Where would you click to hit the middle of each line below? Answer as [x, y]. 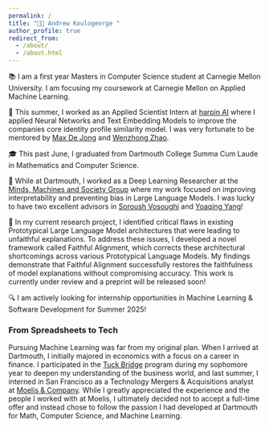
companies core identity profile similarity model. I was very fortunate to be [131, 129]
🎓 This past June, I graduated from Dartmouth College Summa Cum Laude [133, 154]
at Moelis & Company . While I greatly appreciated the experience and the [129, 390]
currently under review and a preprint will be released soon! [107, 281]
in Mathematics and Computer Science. [73, 165]
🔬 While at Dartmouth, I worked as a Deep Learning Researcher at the [123, 181]
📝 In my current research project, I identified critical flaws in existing [121, 222]
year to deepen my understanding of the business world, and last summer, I [133, 373]
